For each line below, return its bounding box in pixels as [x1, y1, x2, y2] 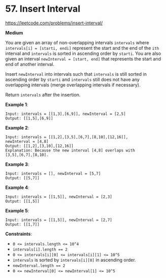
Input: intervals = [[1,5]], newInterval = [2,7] [5, 217, 113, 223]
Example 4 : [5, 184, 29, 191]
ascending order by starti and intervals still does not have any [5, 76, 140, 82]
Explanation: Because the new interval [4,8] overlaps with [5, 148, 136, 153]
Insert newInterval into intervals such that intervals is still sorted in [5, 71, 147, 77]
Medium [5, 29, 23, 36]
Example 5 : [5, 207, 29, 213]
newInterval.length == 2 [12, 263, 65, 268]
